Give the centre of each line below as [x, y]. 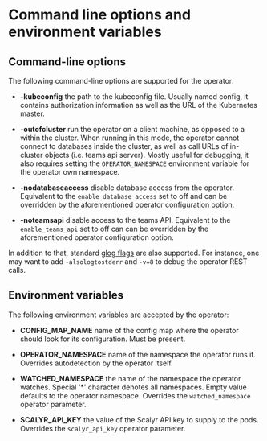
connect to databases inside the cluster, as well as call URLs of [124, 146]
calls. [17, 270]
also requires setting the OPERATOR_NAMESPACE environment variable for [135, 163]
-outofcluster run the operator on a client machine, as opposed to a [132, 129]
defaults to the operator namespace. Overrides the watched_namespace [135, 395]
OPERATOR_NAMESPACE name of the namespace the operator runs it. [138, 354]
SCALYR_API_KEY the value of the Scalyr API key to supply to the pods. [139, 419]
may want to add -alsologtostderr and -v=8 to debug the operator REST [128, 262]
